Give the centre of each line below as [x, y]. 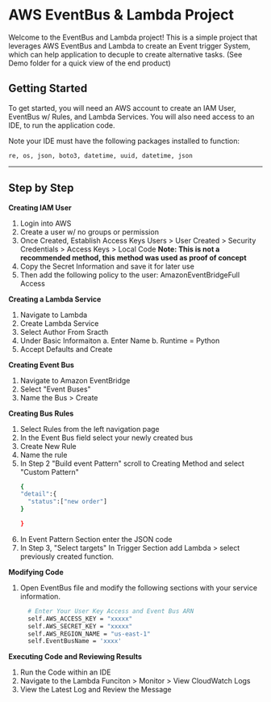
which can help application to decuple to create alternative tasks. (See [125, 54]
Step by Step [41, 188]
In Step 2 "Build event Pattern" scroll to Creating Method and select [132, 463]
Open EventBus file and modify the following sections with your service [139, 587]
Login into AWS [46, 223]
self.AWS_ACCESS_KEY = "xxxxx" [80, 619]
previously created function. [67, 556]
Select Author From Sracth [64, 332]
